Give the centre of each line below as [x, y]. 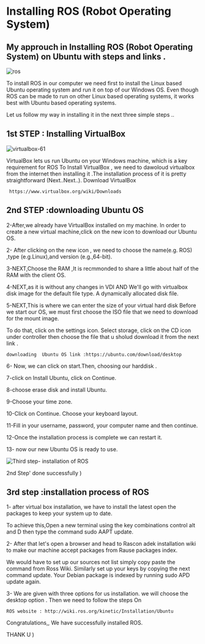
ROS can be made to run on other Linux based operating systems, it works [100, 96]
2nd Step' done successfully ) [44, 473]
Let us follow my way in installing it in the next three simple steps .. [90, 114]
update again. [24, 582]
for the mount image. [33, 318]
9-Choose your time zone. [39, 402]
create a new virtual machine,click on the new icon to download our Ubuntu [102, 231]
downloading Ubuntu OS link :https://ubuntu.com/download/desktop [94, 354]
